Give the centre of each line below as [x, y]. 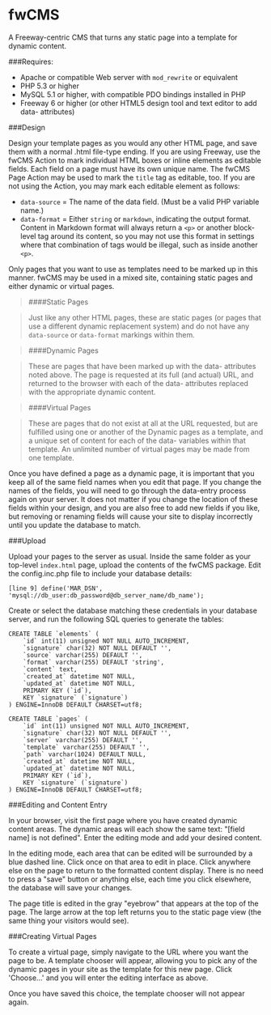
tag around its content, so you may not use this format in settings [146, 236]
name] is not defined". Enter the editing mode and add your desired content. [135, 837]
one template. [51, 457]
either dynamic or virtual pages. [61, 286]
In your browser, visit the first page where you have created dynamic [123, 820]
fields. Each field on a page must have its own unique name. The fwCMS [129, 168]
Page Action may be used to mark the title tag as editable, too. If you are [132, 177]
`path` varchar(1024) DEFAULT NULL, [85, 754]
